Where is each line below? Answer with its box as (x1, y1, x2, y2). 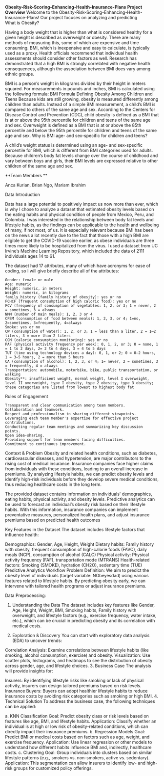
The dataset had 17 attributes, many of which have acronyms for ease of (5, 263, 151, 268)
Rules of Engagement (5, 394, 48, 399)
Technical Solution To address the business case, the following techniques (5, 698, 155, 704)
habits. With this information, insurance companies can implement (5, 507, 138, 512)
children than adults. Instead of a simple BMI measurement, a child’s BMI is (5, 102, 156, 107)
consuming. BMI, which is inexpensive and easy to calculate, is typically (5, 45, 150, 51)
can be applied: (5, 704, 37, 709)
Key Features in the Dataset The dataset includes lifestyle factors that (5, 527, 145, 532)
